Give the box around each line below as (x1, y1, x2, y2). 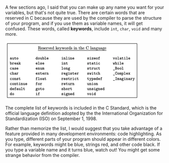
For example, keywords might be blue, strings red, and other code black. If (5, 141, 160, 147)
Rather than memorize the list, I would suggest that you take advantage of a (5, 126, 162, 131)
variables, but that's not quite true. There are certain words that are (5, 10, 145, 16)
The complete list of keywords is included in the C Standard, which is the (5, 105, 157, 111)
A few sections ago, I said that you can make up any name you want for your (5, 5, 164, 10)
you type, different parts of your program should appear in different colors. (5, 136, 161, 142)
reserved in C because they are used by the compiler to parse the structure (5, 15, 162, 21)
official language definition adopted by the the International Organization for (5, 111, 163, 116)
